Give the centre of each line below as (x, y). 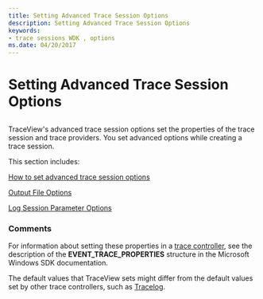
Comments (30, 228)
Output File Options (40, 192)
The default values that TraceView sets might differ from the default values (131, 278)
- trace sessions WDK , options (62, 38)
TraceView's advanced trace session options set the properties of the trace (131, 129)
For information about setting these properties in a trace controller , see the (130, 246)
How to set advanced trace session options (79, 177)
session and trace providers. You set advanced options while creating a (125, 137)
